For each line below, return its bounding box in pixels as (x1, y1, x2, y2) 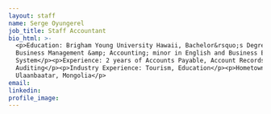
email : (8, 79, 31, 87)
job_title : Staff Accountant (8, 26, 106, 35)
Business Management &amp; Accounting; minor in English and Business (15, 49, 258, 57)
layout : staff (8, 11, 56, 20)
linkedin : (8, 86, 42, 95)
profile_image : (8, 94, 60, 102)
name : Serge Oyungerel (8, 19, 85, 27)
